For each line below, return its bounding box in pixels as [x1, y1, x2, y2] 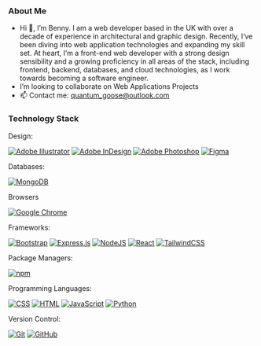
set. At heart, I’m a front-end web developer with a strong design [19, 49, 230, 58]
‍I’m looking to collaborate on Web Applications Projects [19, 82, 199, 91]
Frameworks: [8, 223, 51, 232]
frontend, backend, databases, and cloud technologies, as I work [19, 65, 230, 75]
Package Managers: [8, 253, 73, 263]
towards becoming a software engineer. [19, 73, 149, 83]
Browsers [8, 192, 39, 201]
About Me [8, 6, 47, 17]
